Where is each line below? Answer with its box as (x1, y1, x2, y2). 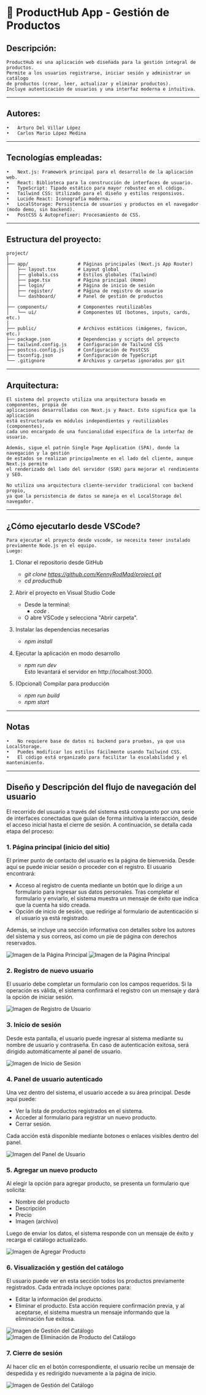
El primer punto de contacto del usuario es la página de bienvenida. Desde (6, 856, 195, 864)
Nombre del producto (15, 1198, 70, 1205)
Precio (15, 1211, 32, 1219)
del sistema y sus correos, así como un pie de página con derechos (6, 932, 177, 940)
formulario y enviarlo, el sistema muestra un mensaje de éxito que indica (15, 894, 199, 902)
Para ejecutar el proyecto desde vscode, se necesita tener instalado (6, 537, 191, 544)
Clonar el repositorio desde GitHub (15, 558, 104, 566)
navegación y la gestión (6, 450, 70, 457)
